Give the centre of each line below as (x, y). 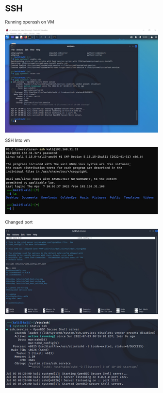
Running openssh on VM (30, 22)
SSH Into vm (17, 140)
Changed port (19, 222)
